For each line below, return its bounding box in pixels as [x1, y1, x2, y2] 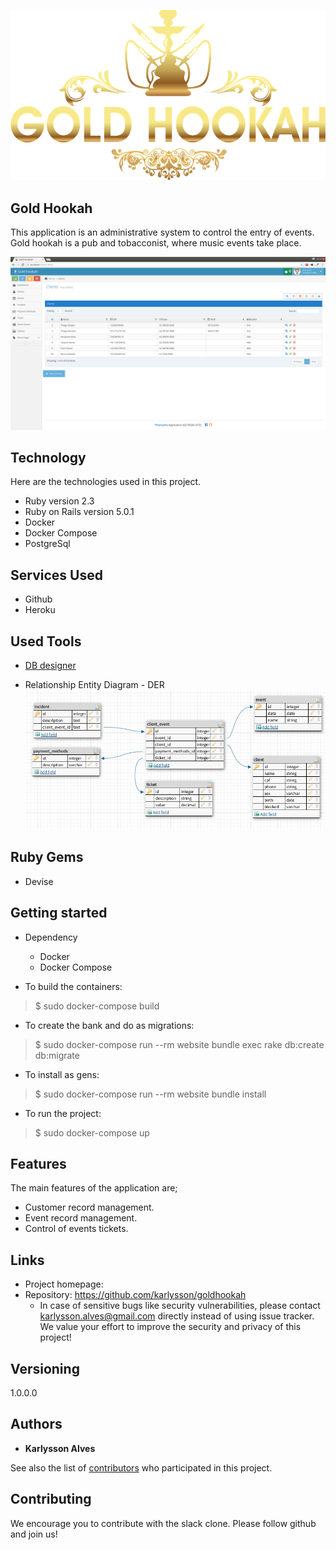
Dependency [24, 931, 78, 943]
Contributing [10, 1491, 92, 1508]
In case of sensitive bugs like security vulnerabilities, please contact [39, 1300, 321, 1312]
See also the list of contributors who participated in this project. [10, 1461, 273, 1474]
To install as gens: [24, 1068, 100, 1080]
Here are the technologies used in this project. [10, 476, 202, 488]
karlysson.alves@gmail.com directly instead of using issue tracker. [39, 1310, 315, 1322]
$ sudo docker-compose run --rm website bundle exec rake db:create [34, 1038, 325, 1050]
